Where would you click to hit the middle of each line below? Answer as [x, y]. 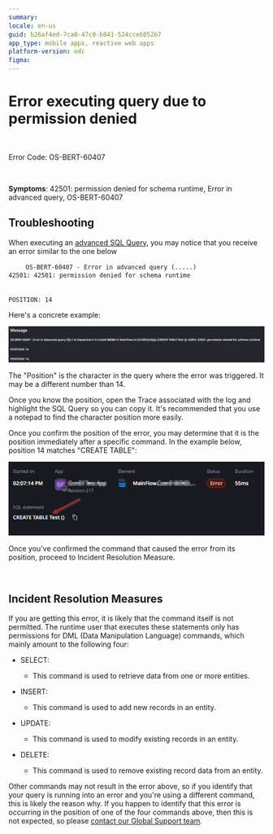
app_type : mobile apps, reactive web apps [81, 43]
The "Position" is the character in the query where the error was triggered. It [136, 375]
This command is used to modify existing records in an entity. [135, 739]
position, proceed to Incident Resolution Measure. [92, 557]
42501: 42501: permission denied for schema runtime [100, 275]
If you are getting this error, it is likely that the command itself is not [121, 618]
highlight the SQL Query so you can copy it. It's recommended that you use [134, 409]
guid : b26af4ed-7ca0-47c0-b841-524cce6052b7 [85, 34]
